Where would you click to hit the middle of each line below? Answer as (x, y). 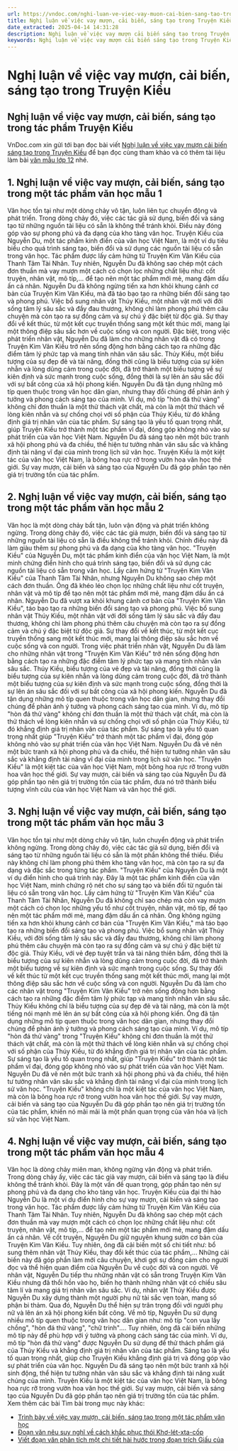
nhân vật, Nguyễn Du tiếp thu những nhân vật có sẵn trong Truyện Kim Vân (117, 1275)
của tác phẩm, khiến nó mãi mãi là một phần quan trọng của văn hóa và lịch (118, 1112)
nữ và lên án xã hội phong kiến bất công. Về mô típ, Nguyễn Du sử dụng (112, 1313)
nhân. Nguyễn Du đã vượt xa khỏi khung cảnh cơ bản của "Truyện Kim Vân (117, 600)
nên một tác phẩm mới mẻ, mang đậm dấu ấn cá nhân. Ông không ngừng (114, 915)
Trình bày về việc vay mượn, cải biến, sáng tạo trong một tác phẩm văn (121, 1417)
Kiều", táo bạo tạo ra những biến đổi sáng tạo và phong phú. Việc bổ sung (115, 608)
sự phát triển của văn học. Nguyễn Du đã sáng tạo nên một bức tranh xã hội (118, 1366)
